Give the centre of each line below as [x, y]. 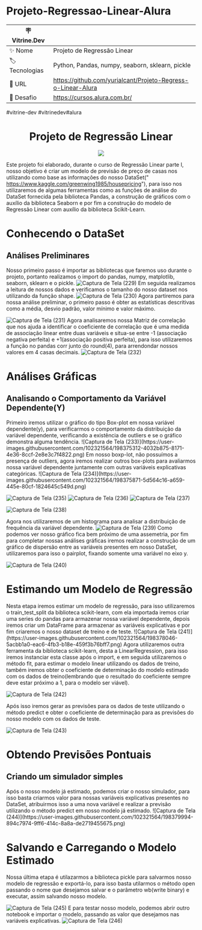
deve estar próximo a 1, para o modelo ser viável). [68, 682]
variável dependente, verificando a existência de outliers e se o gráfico [94, 435]
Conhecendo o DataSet [65, 234]
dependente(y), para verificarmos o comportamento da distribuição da [94, 429]
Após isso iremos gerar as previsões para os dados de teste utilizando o [96, 706]
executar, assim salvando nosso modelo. [57, 896]
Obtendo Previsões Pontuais [79, 755]
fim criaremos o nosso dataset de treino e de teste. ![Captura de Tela [92, 631]
